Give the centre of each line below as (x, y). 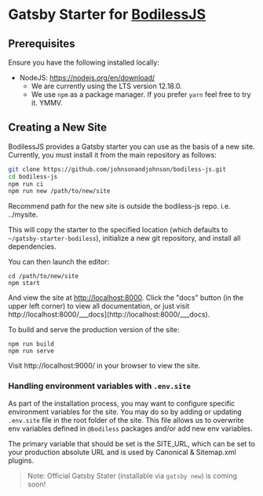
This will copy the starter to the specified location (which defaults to (118, 230)
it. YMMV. (47, 103)
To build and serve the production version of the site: (94, 330)
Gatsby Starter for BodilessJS (107, 15)
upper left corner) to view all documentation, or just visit (99, 306)
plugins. (21, 460)
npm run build (31, 344)
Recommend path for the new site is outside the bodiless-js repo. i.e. (119, 206)
